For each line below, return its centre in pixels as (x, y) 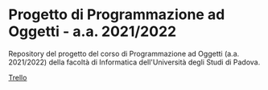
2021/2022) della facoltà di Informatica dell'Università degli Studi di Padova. (134, 62)
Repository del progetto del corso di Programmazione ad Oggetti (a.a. (124, 53)
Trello (18, 77)
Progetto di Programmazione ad (117, 15)
